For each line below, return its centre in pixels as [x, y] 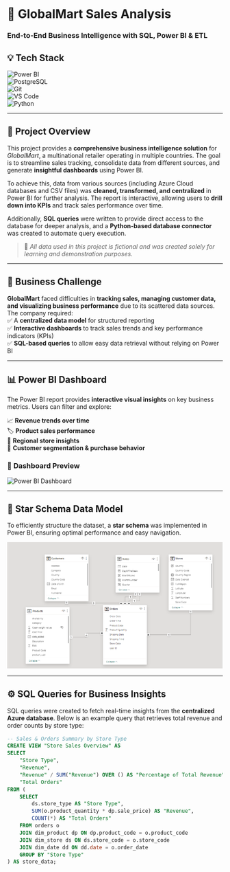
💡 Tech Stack [36, 58]
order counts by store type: [46, 725]
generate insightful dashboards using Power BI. [75, 170]
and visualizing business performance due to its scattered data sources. [111, 306]
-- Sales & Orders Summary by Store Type [67, 739]
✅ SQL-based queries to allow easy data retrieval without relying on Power [113, 343]
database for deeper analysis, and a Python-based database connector [110, 225]
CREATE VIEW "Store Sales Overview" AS [64, 746]
